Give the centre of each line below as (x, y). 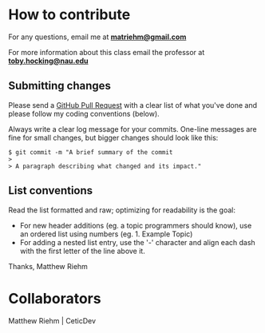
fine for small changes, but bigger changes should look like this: (113, 137)
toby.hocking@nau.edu (49, 61)
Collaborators (55, 298)
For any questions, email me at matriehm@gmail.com (97, 37)
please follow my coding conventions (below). (84, 113)
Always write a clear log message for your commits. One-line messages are (132, 129)
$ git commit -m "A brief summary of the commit (91, 152)
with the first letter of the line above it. (82, 251)
